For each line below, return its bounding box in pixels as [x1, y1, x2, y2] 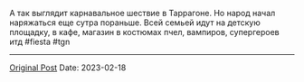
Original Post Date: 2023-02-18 [9, 62, 127, 73]
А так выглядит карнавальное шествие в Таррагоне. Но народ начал [9, 8, 276, 18]
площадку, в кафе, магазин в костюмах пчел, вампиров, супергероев [9, 27, 280, 37]
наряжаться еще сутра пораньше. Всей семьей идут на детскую [9, 17, 261, 28]
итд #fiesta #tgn [9, 36, 71, 47]
